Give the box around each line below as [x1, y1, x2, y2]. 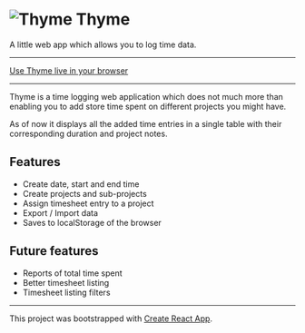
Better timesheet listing [22, 277, 110, 288]
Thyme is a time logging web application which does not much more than [9, 91, 284, 102]
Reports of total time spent [22, 268, 123, 279]
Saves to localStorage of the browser [22, 217, 162, 228]
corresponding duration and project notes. [9, 128, 168, 139]
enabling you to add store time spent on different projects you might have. [9, 101, 287, 112]
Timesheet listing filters [22, 287, 111, 298]
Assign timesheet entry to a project [22, 198, 154, 209]
